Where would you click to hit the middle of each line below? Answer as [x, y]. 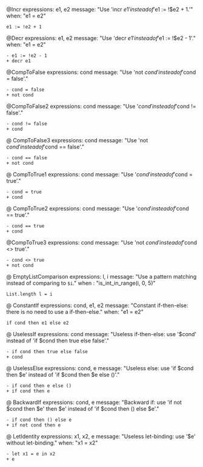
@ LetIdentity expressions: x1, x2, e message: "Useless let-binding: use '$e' [101, 436]
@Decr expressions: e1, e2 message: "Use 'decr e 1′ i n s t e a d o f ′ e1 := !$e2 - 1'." [101, 38]
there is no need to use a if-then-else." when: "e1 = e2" [75, 312]
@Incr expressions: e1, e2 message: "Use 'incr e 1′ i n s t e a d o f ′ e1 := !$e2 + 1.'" [100, 9]
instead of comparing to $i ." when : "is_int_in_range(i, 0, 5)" [81, 283]
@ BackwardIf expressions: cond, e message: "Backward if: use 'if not [94, 402]
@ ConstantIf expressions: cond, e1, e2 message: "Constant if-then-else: [98, 305]
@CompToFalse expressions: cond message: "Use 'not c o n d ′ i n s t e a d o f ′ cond [101, 72]
